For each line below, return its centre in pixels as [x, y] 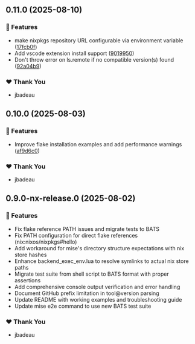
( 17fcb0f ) [26, 47]
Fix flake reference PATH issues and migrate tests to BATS [87, 229]
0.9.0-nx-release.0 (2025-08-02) [71, 199]
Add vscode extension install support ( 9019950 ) [74, 53]
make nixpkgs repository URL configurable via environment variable [99, 40]
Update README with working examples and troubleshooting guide [98, 299]
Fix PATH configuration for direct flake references [76, 235]
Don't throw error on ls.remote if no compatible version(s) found [94, 59]
